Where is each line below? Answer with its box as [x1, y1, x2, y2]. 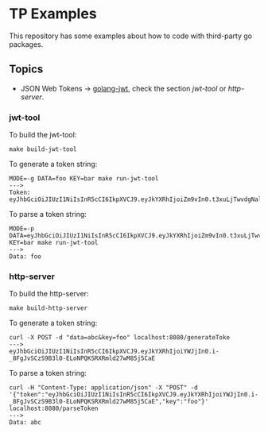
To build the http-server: [9, 289, 89, 299]
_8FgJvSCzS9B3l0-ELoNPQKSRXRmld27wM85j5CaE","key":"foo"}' [9, 398, 209, 406]
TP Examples [9, 5, 98, 23]
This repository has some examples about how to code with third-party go [9, 31, 253, 41]
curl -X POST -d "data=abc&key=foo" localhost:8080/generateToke [9, 334, 230, 342]
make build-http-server [9, 304, 88, 312]
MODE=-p [9, 225, 35, 233]
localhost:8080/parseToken [9, 404, 99, 413]
